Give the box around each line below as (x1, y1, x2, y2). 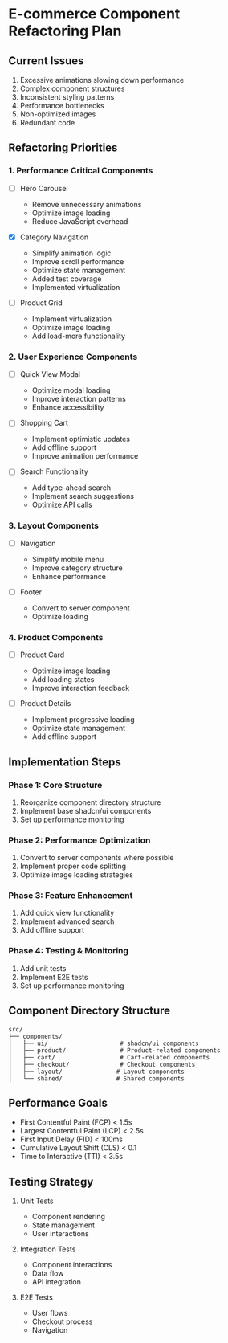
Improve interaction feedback (31, 684, 130, 693)
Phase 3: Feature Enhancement (8, 890, 133, 901)
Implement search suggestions (31, 492, 135, 501)
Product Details (19, 699, 71, 708)
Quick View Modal (19, 369, 80, 379)
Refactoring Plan (8, 22, 122, 40)
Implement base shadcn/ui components (19, 806, 152, 815)
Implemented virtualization (31, 282, 120, 292)
